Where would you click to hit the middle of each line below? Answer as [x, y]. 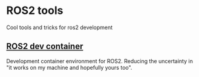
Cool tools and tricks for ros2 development [60, 27]
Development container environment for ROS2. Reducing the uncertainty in [100, 61]
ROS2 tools [35, 11]
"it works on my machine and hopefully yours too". [69, 67]
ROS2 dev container [45, 46]
